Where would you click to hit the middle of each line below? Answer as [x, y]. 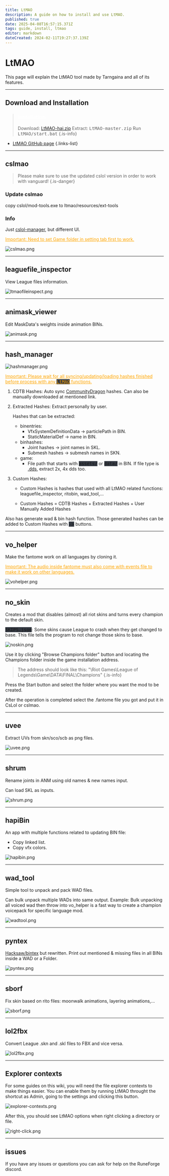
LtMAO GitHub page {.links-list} [45, 143]
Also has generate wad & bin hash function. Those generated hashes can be [84, 519]
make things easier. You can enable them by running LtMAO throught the [80, 1091]
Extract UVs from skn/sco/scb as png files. [50, 738]
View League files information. [37, 282]
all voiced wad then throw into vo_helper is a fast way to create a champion [83, 905]
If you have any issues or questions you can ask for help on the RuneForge [82, 1164]
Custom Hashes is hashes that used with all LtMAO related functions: [92, 488]
